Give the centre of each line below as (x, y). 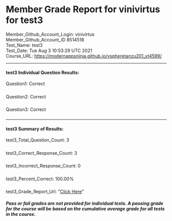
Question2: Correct (26, 96)
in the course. (21, 214)
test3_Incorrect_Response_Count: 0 (43, 166)
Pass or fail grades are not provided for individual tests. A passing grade (85, 203)
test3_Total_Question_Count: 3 (38, 140)
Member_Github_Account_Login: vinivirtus (50, 34)
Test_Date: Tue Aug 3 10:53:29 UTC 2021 (49, 50)
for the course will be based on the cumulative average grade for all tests (85, 209)
